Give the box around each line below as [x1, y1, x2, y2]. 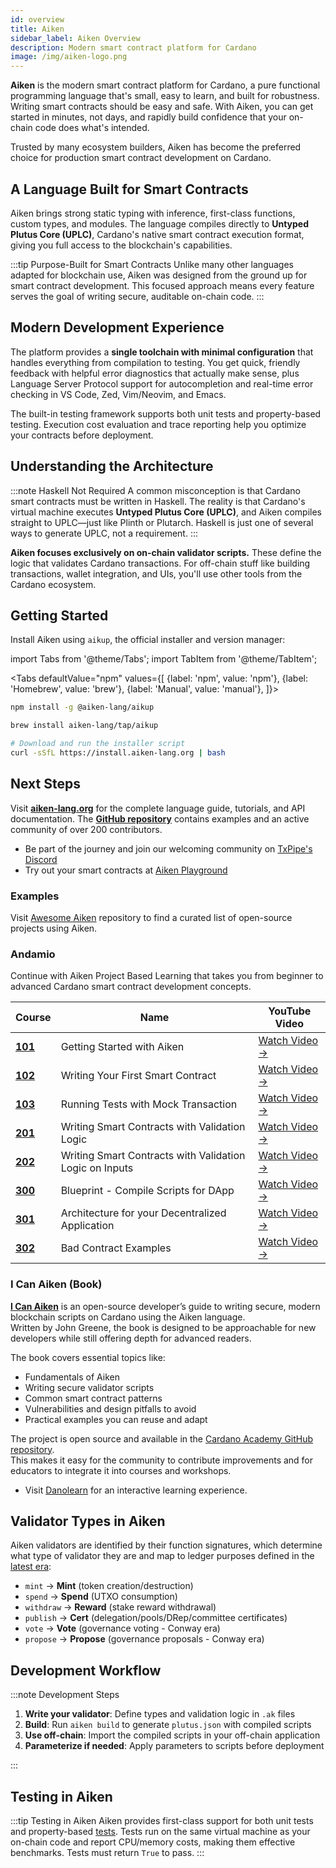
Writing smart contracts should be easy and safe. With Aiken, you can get [10, 101, 314, 113]
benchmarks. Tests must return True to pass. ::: [10, 1847, 205, 1859]
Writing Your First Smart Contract [60, 1069, 217, 1083]
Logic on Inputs [60, 1161, 134, 1175]
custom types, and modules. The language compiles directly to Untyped [10, 217, 310, 230]
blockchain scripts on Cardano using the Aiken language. [10, 1311, 246, 1323]
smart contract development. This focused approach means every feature [10, 279, 315, 291]
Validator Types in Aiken [10, 1512, 166, 1530]
